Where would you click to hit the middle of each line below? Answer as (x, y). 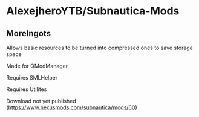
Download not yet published (41, 101)
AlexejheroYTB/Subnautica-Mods (93, 11)
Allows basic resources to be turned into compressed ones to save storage (100, 48)
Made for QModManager (37, 66)
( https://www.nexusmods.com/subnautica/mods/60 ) (72, 107)
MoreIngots (29, 33)
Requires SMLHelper (32, 77)
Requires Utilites (27, 89)
